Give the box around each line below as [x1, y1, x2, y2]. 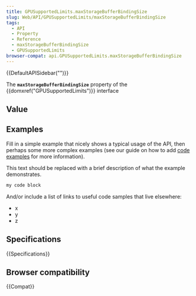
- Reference [11, 36, 42, 42]
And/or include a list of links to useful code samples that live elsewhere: [6, 193, 182, 200]
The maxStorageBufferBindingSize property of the [6, 81, 128, 88]
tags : [6, 20, 20, 26]
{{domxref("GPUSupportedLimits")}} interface [6, 87, 119, 94]
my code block [6, 182, 42, 188]
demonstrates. [6, 171, 42, 178]
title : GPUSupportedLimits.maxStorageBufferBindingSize [6, 8, 147, 15]
